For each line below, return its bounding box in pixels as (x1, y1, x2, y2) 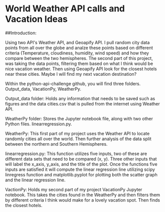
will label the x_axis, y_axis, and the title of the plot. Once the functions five (5, 161, 158, 167)
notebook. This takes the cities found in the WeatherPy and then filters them (5, 192, 161, 198)
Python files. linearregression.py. (5, 121, 73, 127)
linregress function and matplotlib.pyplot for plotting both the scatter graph (5, 171, 158, 177)
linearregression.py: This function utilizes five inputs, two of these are (5, 151, 147, 157)
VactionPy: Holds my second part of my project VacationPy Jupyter (5, 186, 142, 192)
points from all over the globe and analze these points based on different (5, 45, 153, 51)
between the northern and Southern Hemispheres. (5, 141, 108, 147)
